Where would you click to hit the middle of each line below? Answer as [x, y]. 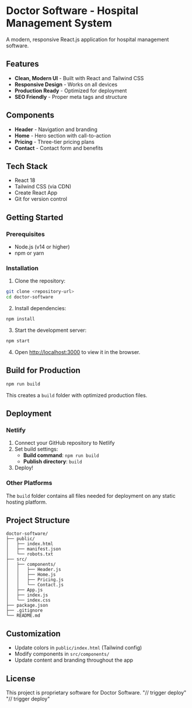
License [21, 678]
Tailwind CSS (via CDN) [43, 187]
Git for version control [41, 199]
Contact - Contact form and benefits [59, 148]
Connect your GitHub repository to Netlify [64, 443]
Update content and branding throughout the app [74, 660]
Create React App [36, 193]
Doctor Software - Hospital [72, 11]
